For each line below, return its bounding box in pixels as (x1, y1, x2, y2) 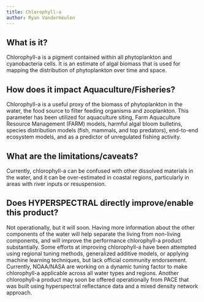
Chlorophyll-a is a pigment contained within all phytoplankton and (6, 53, 173, 61)
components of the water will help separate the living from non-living (6, 230, 181, 238)
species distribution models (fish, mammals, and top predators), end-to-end (6, 127, 198, 134)
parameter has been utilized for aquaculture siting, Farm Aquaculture (6, 114, 181, 121)
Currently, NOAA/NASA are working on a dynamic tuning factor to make (6, 263, 188, 270)
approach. (6, 289, 32, 296)
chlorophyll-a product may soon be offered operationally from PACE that (6, 276, 189, 283)
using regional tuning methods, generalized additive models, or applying (6, 249, 189, 257)
